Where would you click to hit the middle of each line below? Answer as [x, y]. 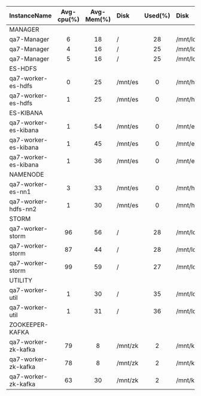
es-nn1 [20, 192]
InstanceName [31, 16]
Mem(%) [98, 19]
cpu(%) [68, 19]
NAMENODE [27, 175]
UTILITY [21, 280]
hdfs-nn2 [23, 209]
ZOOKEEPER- [29, 325]
